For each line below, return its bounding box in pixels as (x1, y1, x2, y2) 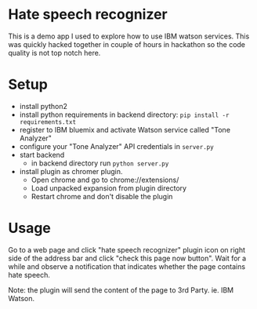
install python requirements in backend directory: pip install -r (19, 110, 230, 119)
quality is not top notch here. (8, 48, 101, 57)
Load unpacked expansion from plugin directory (31, 183, 186, 193)
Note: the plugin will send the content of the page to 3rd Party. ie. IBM (8, 285, 233, 295)
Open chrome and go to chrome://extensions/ (31, 175, 179, 184)
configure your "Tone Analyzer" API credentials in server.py (19, 141, 214, 151)
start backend (19, 150, 65, 159)
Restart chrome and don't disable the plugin (31, 191, 173, 201)
